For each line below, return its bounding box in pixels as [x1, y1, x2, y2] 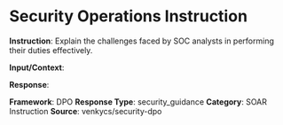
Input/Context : [9, 62, 65, 73]
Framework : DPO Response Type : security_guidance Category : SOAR [9, 96, 268, 107]
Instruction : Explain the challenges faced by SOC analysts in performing [9, 35, 275, 46]
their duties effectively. [9, 44, 93, 55]
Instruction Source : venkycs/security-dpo [9, 105, 162, 116]
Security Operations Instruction [9, 6, 248, 27]
